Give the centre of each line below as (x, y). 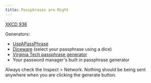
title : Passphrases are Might (37, 10)
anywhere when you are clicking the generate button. (61, 75)
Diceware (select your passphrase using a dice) (62, 49)
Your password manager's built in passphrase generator (71, 60)
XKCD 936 (16, 24)
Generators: (18, 34)
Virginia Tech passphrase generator (50, 54)
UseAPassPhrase (31, 44)
